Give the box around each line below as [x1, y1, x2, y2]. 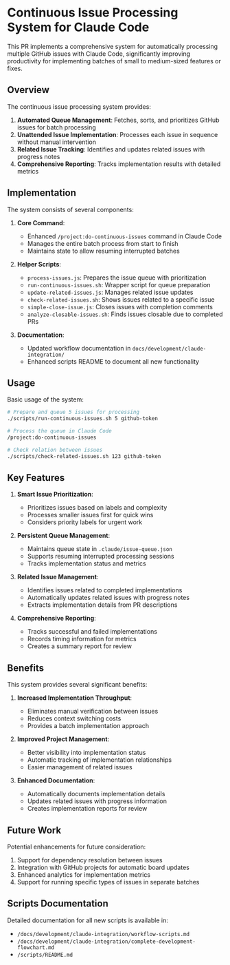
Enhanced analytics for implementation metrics [16, 871, 151, 879]
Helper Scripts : [16, 260, 62, 268]
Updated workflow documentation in [27, 344, 131, 352]
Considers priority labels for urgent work [27, 518, 143, 526]
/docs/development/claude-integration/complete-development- [16, 938, 196, 945]
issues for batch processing [16, 123, 96, 132]
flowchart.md [16, 944, 55, 951]
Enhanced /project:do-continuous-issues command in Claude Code [27, 232, 222, 240]
